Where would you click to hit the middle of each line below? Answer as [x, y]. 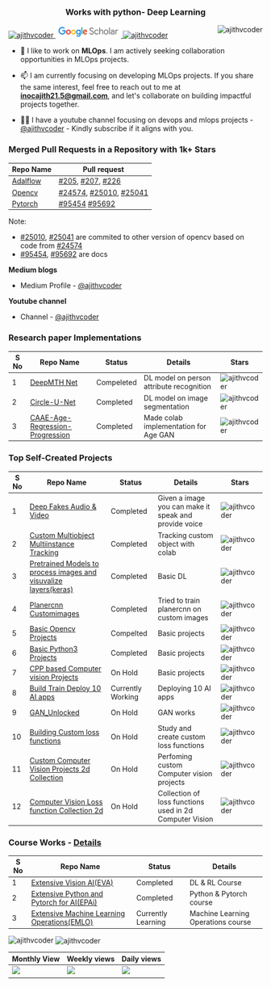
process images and [63, 572]
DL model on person [177, 378]
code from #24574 [51, 246]
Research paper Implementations [75, 338]
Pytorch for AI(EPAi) [65, 902]
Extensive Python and [67, 893]
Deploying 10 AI [184, 688]
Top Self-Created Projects [60, 458]
